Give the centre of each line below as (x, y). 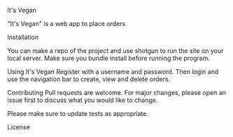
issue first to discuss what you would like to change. (83, 100)
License (19, 127)
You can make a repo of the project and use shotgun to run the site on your (115, 51)
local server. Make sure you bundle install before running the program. (109, 58)
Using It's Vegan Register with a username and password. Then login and (113, 72)
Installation (23, 37)
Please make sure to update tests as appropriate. (78, 114)
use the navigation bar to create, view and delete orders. (89, 79)
